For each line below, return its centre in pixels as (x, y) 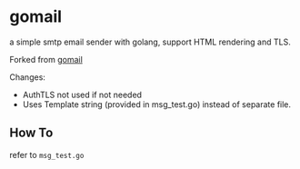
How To (31, 133)
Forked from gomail (46, 59)
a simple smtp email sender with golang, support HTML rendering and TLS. (150, 42)
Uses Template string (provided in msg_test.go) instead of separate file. (157, 104)
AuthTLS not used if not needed (82, 94)
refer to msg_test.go (47, 154)
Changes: (27, 77)
